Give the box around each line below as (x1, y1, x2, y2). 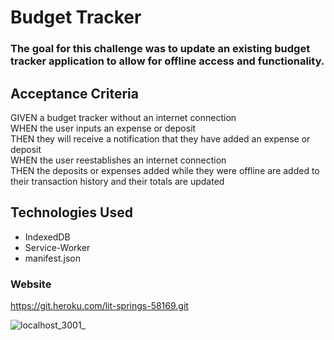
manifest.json (24, 252, 81, 264)
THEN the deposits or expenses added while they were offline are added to (10, 164, 320, 176)
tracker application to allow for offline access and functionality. (10, 54, 325, 68)
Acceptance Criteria (10, 85, 139, 102)
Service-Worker (24, 241, 91, 253)
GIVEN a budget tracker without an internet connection (10, 111, 237, 123)
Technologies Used (10, 204, 133, 221)
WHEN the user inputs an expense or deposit (10, 122, 197, 134)
